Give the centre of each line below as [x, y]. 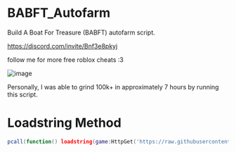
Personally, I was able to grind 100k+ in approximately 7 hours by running [113, 87]
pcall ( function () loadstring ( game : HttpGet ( [72, 141]
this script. [22, 94]
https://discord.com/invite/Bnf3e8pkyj [63, 46]
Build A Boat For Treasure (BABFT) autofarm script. [81, 32]
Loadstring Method [64, 123]
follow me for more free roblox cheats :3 [66, 59]
